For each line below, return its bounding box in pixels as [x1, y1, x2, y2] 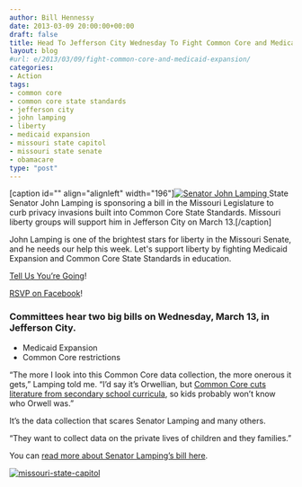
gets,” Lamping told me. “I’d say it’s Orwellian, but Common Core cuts [9, 378, 267, 389]
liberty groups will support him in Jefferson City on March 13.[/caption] [9, 217, 272, 227]
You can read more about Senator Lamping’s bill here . [9, 450, 209, 461]
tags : [9, 80, 30, 89]
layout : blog [9, 47, 58, 56]
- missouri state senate [9, 146, 102, 155]
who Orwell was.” [9, 397, 75, 409]
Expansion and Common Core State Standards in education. [9, 253, 232, 264]
